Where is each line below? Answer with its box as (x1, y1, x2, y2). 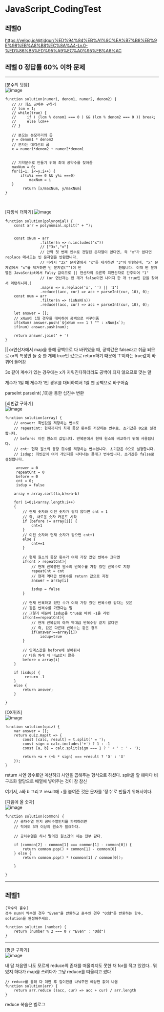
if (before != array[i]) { (22, 519, 78, 524)
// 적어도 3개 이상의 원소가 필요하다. (14, 824, 81, 829)
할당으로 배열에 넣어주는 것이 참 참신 (18, 778, 87, 784)
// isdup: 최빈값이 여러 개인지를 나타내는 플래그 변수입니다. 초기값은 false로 (14, 452, 155, 457)
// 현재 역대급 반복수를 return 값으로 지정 (31, 574, 109, 578)
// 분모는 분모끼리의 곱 (11, 133, 53, 138)
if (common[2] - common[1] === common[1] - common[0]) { (14, 842, 132, 847)
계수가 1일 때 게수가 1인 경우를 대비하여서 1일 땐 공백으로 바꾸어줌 (5, 379, 129, 385)
